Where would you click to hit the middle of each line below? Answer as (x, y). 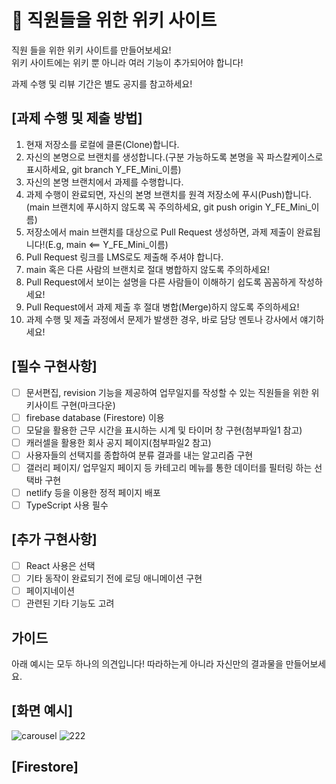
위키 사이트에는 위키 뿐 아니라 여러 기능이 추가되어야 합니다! (127, 62)
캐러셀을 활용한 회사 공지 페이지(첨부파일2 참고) (118, 442)
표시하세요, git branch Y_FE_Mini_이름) (103, 169)
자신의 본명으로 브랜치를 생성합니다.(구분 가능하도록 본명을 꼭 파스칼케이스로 (174, 157)
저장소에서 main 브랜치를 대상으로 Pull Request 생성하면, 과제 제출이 (160, 232)
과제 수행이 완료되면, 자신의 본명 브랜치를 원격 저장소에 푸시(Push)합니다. (168, 194)
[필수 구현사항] (54, 366)
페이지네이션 (50, 590)
